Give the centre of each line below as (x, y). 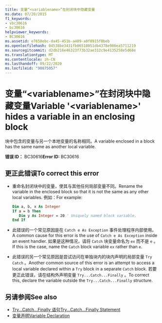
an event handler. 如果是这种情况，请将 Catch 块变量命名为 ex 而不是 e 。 (85, 241)
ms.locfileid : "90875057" (31, 69)
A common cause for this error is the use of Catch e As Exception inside (85, 235)
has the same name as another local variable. (51, 146)
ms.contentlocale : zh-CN (30, 59)
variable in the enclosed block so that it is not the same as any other (80, 191)
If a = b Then (26, 211)
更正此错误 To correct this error (52, 173)
